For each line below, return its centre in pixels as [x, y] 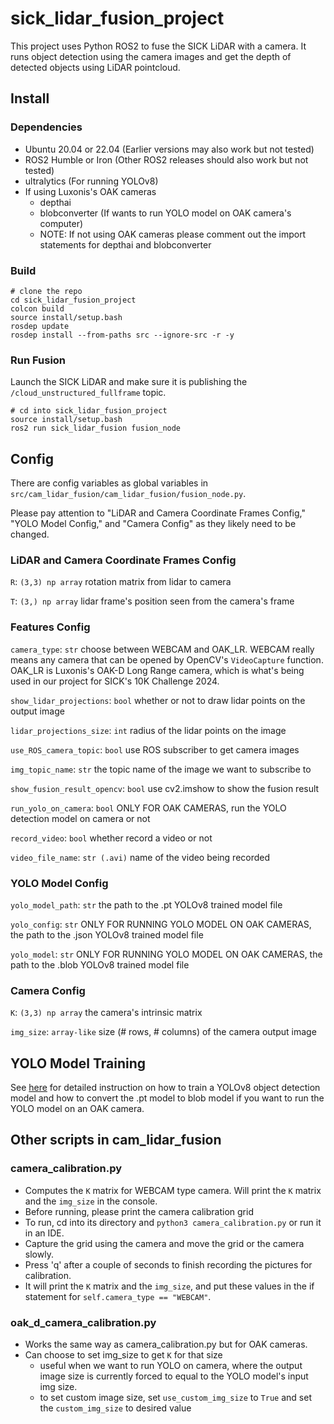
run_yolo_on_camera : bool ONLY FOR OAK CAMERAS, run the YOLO [148, 808]
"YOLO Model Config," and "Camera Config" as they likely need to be [153, 524]
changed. [30, 534]
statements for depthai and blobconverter [125, 244]
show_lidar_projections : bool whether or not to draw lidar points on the [158, 700]
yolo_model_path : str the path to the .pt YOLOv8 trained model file [146, 904]
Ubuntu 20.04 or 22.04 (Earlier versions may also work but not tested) [169, 149]
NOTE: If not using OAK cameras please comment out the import [173, 234]
